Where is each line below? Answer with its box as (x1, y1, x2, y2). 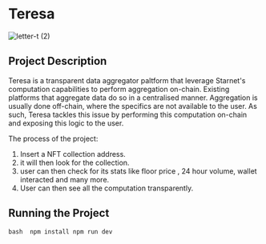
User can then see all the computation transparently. (19, 183, 194, 193)
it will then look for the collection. (19, 158, 130, 167)
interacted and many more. (19, 174, 110, 184)
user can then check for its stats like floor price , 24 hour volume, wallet (19, 166, 258, 176)
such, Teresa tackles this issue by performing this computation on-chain (8, 110, 248, 119)
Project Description (8, 54, 107, 68)
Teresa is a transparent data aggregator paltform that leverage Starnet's (8, 75, 246, 85)
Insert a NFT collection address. (19, 149, 126, 158)
